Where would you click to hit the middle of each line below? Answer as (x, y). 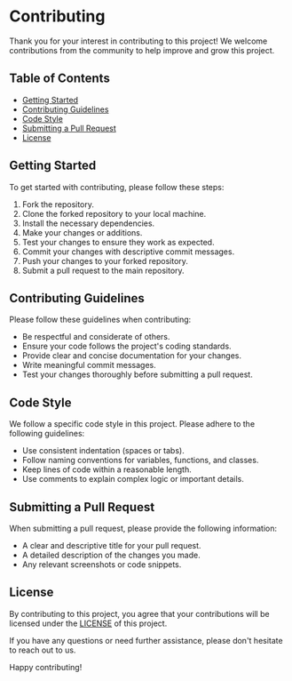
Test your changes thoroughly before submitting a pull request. (137, 374)
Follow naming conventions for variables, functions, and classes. (140, 461)
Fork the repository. (58, 204)
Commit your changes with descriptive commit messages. (128, 252)
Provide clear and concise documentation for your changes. (132, 356)
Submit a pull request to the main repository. (103, 270)
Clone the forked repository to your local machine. (114, 213)
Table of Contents (60, 79)
